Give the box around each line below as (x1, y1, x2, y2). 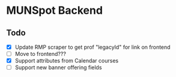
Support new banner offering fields (14, 64, 102, 71)
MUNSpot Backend (6, 4, 103, 17)
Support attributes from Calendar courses (14, 57, 119, 64)
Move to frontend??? (14, 51, 66, 58)
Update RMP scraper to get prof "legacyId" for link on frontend (14, 43, 171, 51)
